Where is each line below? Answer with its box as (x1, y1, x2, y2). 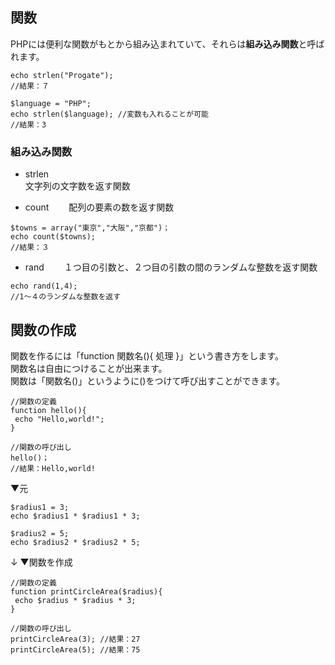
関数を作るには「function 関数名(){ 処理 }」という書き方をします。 (10, 349, 284, 362)
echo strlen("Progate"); (10, 70, 114, 80)
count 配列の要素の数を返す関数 (24, 201, 175, 213)
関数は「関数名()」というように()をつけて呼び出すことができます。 (10, 374, 286, 387)
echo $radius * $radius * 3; (14, 595, 137, 605)
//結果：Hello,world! (10, 463, 96, 473)
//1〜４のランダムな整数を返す (10, 292, 122, 302)
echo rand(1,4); (10, 281, 78, 292)
